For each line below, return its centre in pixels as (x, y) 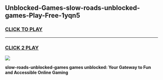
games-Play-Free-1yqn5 (43, 16)
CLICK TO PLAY (24, 30)
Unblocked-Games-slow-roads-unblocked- (73, 8)
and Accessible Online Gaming (37, 72)
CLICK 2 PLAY (22, 48)
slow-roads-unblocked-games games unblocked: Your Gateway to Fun (78, 67)
